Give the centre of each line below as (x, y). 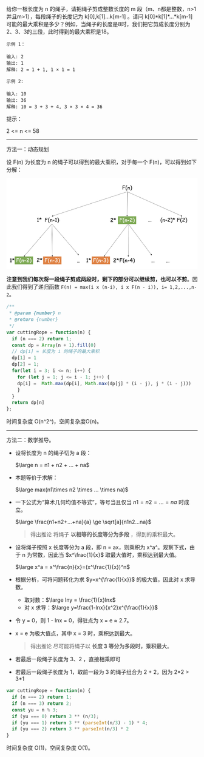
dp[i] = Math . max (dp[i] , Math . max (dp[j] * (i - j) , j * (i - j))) (104, 383)
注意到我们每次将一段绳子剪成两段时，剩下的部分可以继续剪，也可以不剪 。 (99, 279)
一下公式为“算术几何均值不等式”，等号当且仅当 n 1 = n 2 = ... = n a (96, 502)
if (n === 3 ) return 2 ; (42, 703)
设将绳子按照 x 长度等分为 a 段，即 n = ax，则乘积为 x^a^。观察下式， (102, 547)
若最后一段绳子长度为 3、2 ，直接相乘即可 (68, 659)
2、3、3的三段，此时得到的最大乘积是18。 (59, 32)
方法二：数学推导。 (30, 440)
